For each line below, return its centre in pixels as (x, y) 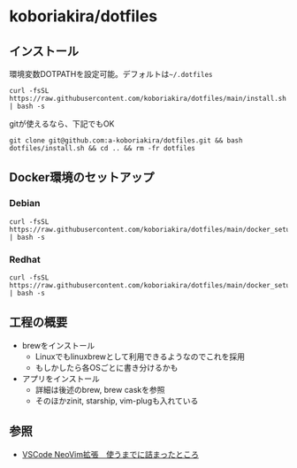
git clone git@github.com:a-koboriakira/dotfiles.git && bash (126, 141)
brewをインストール (58, 345)
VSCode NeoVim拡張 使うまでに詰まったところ (110, 454)
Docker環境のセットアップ (82, 177)
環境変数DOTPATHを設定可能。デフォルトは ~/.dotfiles (111, 74)
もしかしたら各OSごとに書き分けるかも (107, 367)
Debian (25, 203)
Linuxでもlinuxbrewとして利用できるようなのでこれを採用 (140, 357)
